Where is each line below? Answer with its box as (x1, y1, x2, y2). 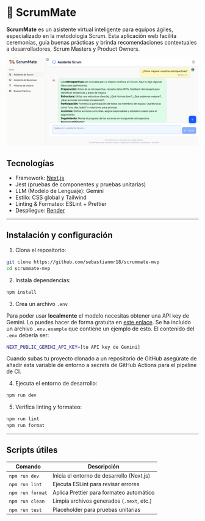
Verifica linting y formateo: (15, 403, 82, 411)
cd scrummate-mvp (6, 265, 51, 271)
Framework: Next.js (15, 174, 65, 182)
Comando (15, 463, 41, 470)
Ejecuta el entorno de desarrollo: (15, 380, 98, 387)
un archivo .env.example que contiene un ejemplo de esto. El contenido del (6, 325, 195, 332)
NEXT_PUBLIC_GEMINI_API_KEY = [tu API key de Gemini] (6, 344, 140, 350)
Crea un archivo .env (15, 300, 68, 307)
